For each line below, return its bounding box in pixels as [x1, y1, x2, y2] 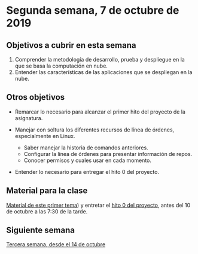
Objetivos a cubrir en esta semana [6, 40, 136, 50]
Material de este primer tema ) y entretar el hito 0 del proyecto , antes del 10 [6, 201, 191, 209]
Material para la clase [6, 186, 88, 196]
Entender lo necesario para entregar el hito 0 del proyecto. [14, 168, 160, 175]
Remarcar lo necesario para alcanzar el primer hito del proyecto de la [14, 108, 185, 115]
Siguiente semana [6, 225, 75, 235]
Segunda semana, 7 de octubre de [6, 4, 179, 17]
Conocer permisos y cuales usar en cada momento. [23, 157, 151, 164]
